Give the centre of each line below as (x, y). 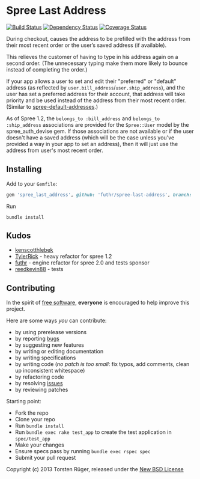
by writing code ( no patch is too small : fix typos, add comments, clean (102, 364)
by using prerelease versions (51, 332)
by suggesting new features (50, 345)
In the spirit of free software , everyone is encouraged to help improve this (98, 303)
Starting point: (24, 401)
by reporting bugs (37, 339)
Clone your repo (35, 420)
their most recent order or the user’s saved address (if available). (86, 45)
